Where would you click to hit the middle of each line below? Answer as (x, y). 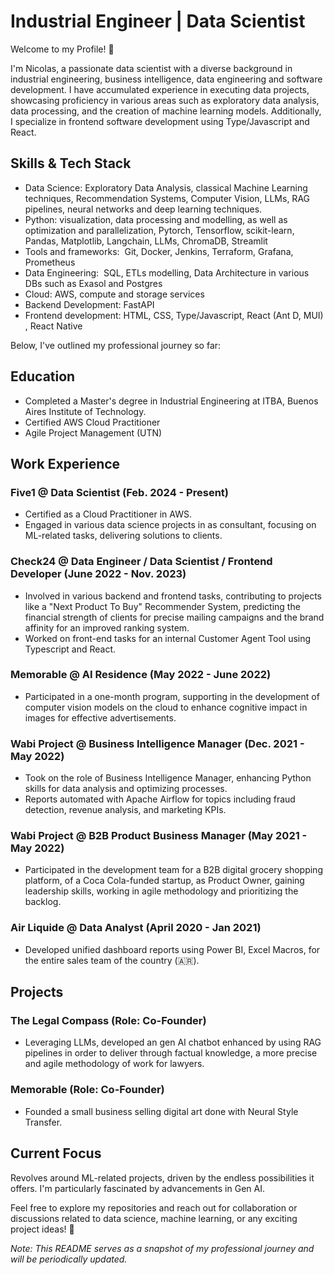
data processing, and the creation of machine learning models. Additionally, (166, 111)
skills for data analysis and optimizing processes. (126, 789)
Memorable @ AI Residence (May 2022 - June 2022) (141, 675)
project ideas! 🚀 (42, 1229)
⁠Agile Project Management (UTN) (93, 432)
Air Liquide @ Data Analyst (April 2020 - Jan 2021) (136, 928)
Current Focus (56, 1153)
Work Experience (65, 463)
